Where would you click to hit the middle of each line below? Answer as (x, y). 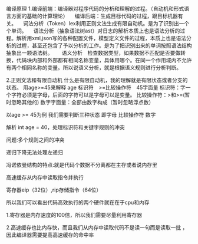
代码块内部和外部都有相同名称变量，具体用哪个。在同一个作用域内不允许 (104, 60)
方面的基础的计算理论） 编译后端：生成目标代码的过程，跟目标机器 (94, 16)
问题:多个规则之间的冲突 (35, 140)
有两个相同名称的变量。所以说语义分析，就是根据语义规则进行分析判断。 (93, 67)
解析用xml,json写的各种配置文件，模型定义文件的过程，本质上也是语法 (101, 38)
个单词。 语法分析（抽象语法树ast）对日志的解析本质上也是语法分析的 (93, 31)
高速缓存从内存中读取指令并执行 (45, 177)
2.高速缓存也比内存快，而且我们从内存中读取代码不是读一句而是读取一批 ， (97, 227)
